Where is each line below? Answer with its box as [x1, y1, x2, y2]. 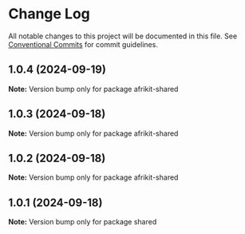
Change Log [8, 5, 90, 23]
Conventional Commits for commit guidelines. [8, 39, 158, 49]
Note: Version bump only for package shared [8, 217, 157, 227]
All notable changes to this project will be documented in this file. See [8, 31, 238, 41]
